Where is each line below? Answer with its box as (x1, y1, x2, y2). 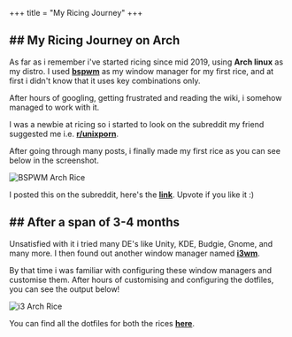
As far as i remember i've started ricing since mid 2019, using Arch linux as (9, 57, 284, 67)
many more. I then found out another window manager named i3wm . (9, 248, 260, 258)
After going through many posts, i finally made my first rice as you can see (9, 145, 281, 156)
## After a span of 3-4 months (9, 215, 180, 230)
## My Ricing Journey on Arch (9, 33, 181, 48)
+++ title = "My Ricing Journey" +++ (9, 8, 143, 18)
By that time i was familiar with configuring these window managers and (9, 264, 273, 275)
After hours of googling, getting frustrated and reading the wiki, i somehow (9, 92, 282, 103)
